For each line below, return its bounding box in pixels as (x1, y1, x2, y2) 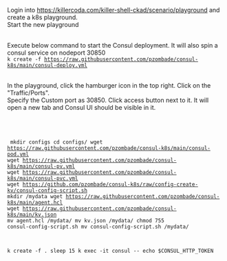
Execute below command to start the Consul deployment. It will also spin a (7, 41, 218, 49)
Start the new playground (7, 21, 79, 28)
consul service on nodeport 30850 (7, 48, 106, 57)
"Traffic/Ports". (7, 89, 50, 97)
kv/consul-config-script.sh (7, 187, 88, 194)
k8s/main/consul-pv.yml (7, 163, 76, 170)
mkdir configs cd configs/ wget (10, 139, 103, 146)
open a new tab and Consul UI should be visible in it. (7, 104, 156, 111)
